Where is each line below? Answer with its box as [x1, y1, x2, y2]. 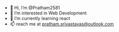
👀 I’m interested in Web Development [10, 10, 87, 16]
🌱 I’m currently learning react [10, 15, 70, 21]
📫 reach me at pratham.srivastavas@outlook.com [10, 21, 114, 27]
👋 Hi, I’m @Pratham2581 [10, 5, 60, 10]
